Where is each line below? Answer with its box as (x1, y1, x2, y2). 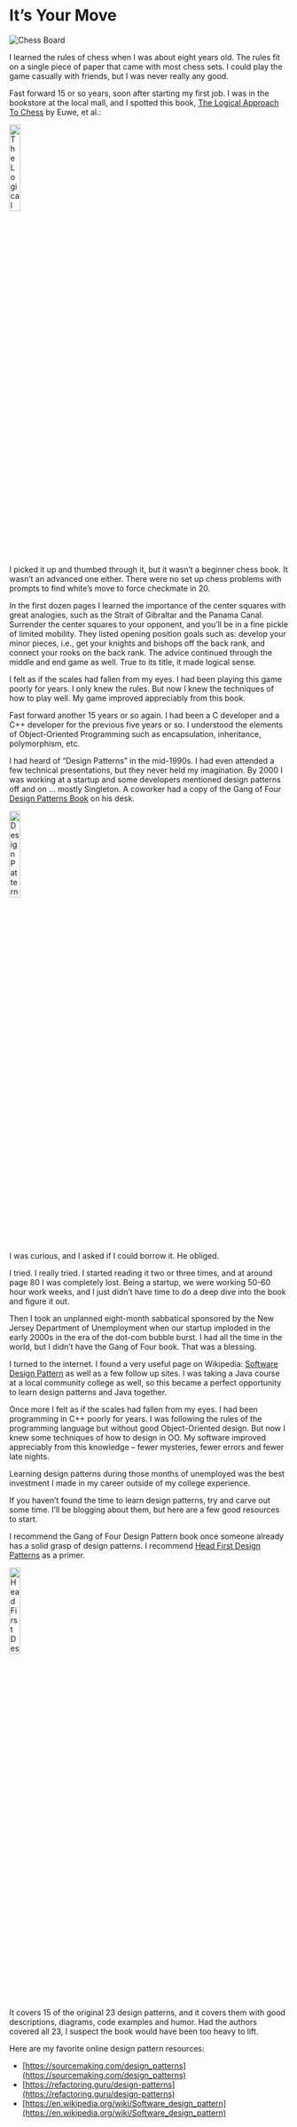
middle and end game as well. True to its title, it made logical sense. (9, 656, 257, 667)
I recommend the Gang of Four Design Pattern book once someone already (9, 1531, 285, 1542)
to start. (9, 1513, 38, 1524)
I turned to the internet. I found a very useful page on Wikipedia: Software (9, 1358, 278, 1369)
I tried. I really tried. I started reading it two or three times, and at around (9, 1268, 273, 1278)
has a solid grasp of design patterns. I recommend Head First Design (9, 1540, 262, 1550)
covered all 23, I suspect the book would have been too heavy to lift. (9, 2026, 259, 2037)
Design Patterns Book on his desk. (9, 793, 135, 804)
